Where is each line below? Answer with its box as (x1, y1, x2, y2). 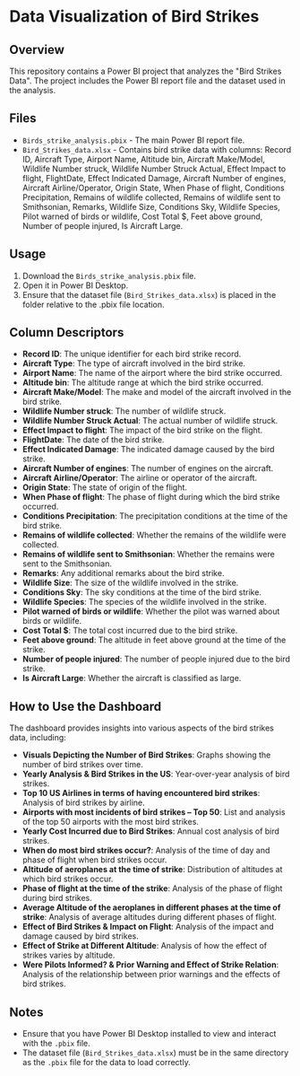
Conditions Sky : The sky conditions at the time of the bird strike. (21, 587, 262, 598)
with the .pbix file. (21, 1038, 91, 1049)
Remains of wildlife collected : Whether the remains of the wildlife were (21, 529, 287, 540)
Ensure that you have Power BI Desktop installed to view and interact (21, 1028, 277, 1039)
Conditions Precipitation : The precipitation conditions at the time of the (21, 511, 288, 521)
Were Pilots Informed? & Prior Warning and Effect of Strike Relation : (21, 959, 279, 970)
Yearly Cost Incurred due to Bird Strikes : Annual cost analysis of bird (21, 826, 280, 836)
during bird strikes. (21, 893, 92, 904)
